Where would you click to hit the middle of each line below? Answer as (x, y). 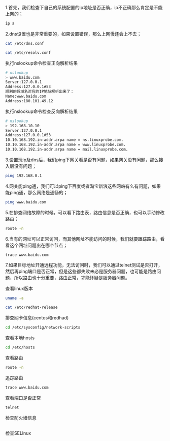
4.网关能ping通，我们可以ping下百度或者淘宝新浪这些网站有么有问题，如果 (83, 186)
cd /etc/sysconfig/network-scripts (43, 328)
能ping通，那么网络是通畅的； (37, 192)
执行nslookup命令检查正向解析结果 (42, 63)
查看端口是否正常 (23, 398)
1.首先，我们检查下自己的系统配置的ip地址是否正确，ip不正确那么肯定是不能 (84, 7)
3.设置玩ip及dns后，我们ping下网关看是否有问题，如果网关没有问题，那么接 (84, 160)
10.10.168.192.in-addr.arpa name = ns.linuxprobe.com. (64, 140)
